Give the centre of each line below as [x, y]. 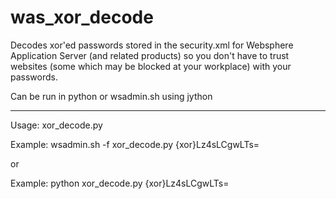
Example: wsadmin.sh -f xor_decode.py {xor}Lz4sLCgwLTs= [135, 144]
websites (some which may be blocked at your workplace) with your [151, 66]
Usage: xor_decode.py [56, 125]
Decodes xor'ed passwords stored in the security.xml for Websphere [152, 45]
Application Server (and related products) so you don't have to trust [150, 55]
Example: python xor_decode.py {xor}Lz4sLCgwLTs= [120, 183]
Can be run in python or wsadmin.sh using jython [111, 96]
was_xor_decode [82, 17]
